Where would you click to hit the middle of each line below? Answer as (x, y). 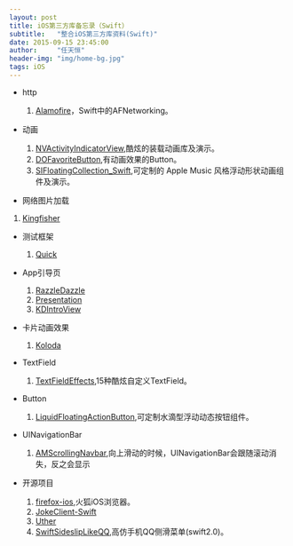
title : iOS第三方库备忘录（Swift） (69, 26)
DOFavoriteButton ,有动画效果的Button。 (108, 159)
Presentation (59, 299)
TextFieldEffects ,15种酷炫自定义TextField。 (114, 380)
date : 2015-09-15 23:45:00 (59, 42)
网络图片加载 (45, 200)
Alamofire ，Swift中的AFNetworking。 (104, 110)
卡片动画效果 (45, 327)
